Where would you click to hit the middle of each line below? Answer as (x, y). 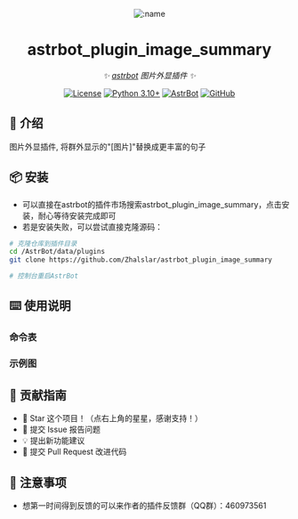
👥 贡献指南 (38, 395)
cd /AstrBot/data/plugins (57, 252)
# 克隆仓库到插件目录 (43, 243)
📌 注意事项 (38, 482)
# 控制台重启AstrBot (44, 276)
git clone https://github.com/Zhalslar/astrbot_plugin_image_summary (141, 260)
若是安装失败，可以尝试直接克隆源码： (92, 226)
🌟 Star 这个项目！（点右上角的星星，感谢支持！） (112, 418)
